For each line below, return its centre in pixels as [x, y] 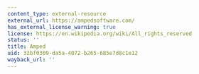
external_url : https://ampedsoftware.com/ [71, 20]
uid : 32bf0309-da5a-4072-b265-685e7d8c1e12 [73, 54]
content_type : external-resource [57, 14]
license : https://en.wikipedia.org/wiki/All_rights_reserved [100, 33]
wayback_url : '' [31, 60]
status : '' [23, 40]
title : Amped [27, 47]
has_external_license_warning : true [61, 27]
